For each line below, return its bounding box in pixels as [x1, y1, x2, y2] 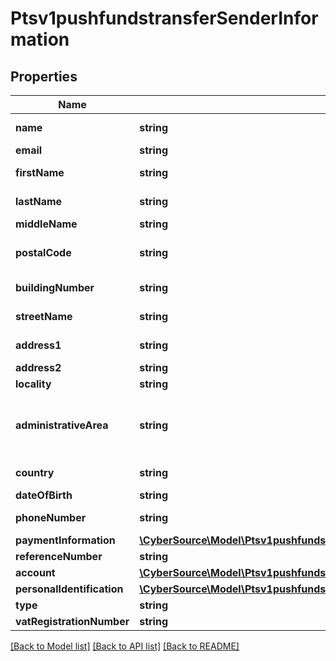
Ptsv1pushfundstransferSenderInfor [10, 7, 319, 30]
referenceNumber [15, 550, 103, 563]
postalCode [15, 246, 72, 259]
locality [15, 377, 52, 391]
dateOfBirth [15, 488, 73, 502]
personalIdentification [15, 582, 124, 596]
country [15, 466, 55, 479]
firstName [15, 166, 65, 179]
